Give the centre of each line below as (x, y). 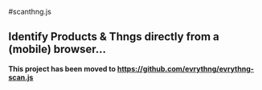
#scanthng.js (30, 12)
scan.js (21, 77)
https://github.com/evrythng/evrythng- (186, 68)
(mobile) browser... (57, 49)
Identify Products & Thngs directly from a (114, 37)
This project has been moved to (62, 68)
